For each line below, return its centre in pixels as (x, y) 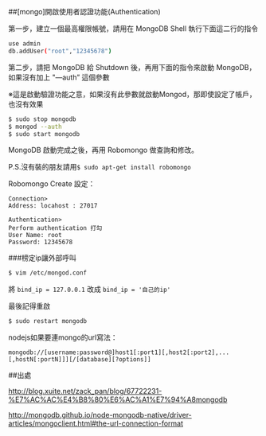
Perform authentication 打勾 (55, 228)
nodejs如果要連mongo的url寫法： (63, 337)
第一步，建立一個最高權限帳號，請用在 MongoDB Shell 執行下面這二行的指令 (133, 29)
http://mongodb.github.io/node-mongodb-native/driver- (100, 415)
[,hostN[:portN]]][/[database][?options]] (80, 360)
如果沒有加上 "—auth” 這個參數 (59, 77)
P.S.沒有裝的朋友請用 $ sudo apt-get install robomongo (100, 167)
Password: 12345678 (41, 242)
